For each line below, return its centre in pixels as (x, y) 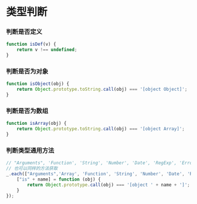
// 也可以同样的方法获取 (32, 169)
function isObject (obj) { (38, 84)
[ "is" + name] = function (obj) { (59, 179)
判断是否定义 (24, 32)
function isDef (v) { (31, 45)
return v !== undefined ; (47, 50)
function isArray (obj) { (36, 124)
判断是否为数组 (27, 111)
